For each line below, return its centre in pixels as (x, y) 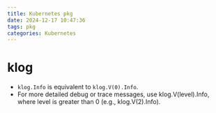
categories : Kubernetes (42, 33)
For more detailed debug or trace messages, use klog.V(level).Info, (113, 94)
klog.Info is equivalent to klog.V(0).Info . (78, 87)
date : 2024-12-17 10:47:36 (46, 20)
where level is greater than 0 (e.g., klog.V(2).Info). (89, 102)
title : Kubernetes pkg (40, 14)
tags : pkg (22, 27)
